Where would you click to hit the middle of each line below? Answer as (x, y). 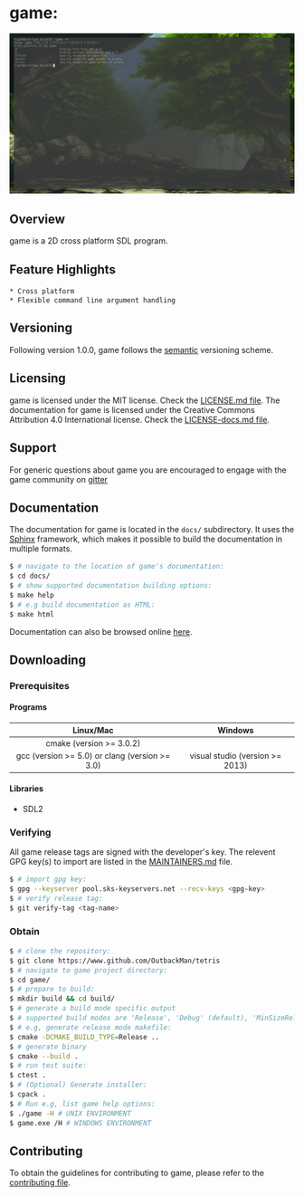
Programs (28, 707)
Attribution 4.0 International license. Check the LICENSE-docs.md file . (139, 419)
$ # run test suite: (48, 1066)
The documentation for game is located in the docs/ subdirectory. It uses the (152, 530)
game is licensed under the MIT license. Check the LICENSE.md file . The (145, 400)
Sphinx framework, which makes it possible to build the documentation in (146, 539)
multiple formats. (41, 549)
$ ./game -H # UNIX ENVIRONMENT (70, 1113)
